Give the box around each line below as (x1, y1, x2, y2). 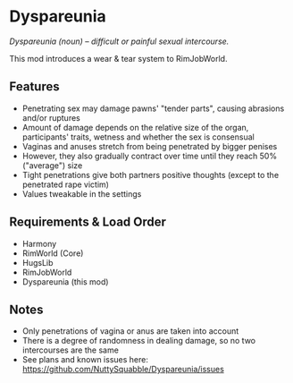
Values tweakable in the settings (21, 188, 142, 199)
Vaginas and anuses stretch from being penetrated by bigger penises (21, 140, 278, 151)
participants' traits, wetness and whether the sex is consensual (21, 132, 255, 142)
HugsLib (21, 257, 54, 268)
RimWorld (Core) (21, 248, 84, 259)
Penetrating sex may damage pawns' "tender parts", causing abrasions (21, 103, 285, 114)
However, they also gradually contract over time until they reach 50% (21, 150, 278, 161)
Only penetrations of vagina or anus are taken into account (21, 326, 239, 336)
